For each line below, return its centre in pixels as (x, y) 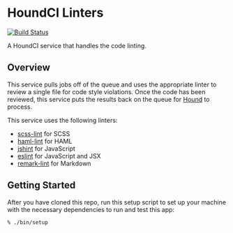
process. (20, 107)
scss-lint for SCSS (44, 133)
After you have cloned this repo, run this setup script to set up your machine (117, 202)
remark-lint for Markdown (54, 163)
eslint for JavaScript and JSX (59, 156)
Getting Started (42, 185)
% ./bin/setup (28, 222)
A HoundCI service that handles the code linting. (77, 45)
